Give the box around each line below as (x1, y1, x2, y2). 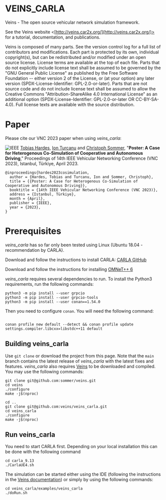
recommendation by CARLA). (5, 247, 65, 253)
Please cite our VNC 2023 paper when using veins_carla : (5, 135, 122, 141)
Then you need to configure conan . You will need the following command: (5, 308, 154, 314)
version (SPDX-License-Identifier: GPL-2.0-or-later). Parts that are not (5, 80, 147, 87)
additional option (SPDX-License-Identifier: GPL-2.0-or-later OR (5, 96, 135, 102)
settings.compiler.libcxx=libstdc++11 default (5, 326, 103, 331)
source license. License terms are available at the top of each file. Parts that (5, 59, 160, 65)
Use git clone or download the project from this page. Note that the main (5, 353, 154, 359)
